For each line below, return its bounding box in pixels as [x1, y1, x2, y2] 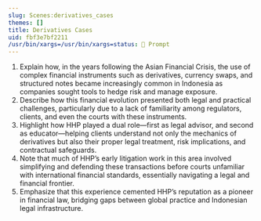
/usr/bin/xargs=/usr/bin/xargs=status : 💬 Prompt [8, 41, 170, 49]
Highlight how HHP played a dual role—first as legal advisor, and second [19, 121, 254, 130]
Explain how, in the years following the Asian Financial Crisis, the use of [19, 62, 251, 71]
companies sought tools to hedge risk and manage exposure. [19, 87, 218, 96]
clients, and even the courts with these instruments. [19, 112, 187, 121]
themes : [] [8, 19, 44, 27]
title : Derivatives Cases [8, 26, 92, 34]
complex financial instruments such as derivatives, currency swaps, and [19, 71, 253, 80]
